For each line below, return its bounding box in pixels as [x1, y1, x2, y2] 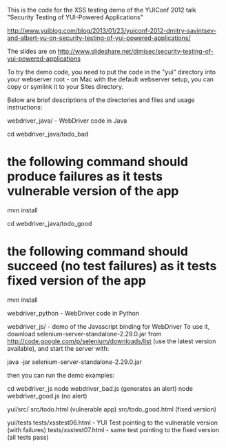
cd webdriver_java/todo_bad [7, 130, 89, 138]
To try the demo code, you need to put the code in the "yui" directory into [7, 68, 216, 76]
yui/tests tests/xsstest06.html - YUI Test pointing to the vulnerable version [7, 418, 218, 427]
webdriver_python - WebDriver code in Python [7, 309, 140, 317]
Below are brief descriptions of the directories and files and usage [7, 96, 195, 104]
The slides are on [7, 48, 56, 55]
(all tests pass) [7, 433, 49, 441]
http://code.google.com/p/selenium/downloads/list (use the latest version [7, 337, 216, 345]
